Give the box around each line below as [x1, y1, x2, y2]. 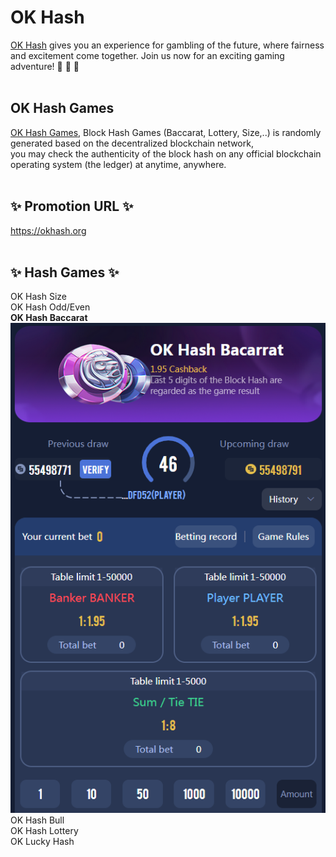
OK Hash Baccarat [10, 312, 88, 324]
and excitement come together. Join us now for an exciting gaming [10, 49, 285, 61]
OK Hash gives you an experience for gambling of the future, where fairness [10, 39, 325, 51]
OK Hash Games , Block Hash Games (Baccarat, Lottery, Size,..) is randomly [10, 126, 322, 138]
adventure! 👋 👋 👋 [10, 60, 80, 72]
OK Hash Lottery [10, 824, 79, 836]
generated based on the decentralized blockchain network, [10, 137, 254, 149]
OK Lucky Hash [10, 835, 75, 847]
